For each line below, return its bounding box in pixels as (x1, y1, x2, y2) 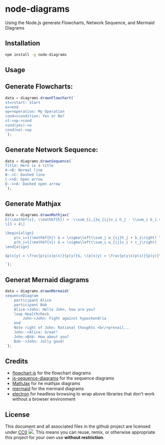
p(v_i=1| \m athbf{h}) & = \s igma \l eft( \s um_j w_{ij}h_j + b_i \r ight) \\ (14, 235, 164, 240)
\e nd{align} (5, 244, 29, 249)
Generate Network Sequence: (5, 146, 98, 154)
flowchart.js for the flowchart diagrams (12, 370, 91, 376)
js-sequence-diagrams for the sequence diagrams (12, 375, 114, 381)
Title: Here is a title (5, 163, 54, 168)
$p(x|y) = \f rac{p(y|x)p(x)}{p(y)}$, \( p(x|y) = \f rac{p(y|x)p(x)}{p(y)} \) (5, 253, 164, 258)
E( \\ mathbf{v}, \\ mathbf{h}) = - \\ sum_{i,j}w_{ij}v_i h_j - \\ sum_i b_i (5, 217, 157, 222)
